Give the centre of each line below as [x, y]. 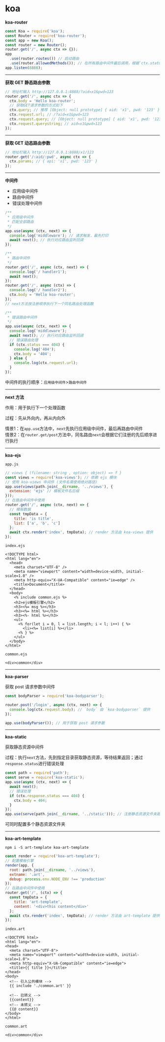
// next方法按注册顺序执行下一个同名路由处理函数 [49, 304]
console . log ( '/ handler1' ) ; [38, 272]
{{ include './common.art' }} [40, 986]
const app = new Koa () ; [29, 40]
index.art [15, 929]
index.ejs [15, 546]
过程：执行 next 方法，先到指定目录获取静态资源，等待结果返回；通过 [74, 757]
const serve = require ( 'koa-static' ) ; [45, 777]
